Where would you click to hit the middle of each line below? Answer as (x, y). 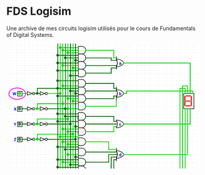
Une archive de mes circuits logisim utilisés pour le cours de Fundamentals (101, 28)
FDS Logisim (39, 11)
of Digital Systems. (30, 34)
